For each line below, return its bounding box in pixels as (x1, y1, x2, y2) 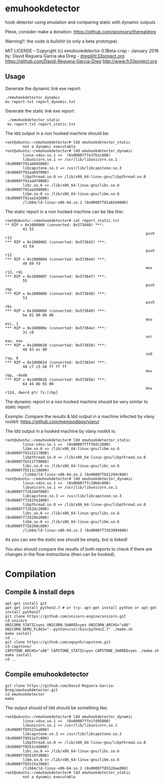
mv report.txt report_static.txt (7, 121, 76, 127)
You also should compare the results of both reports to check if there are (5, 546, 153, 552)
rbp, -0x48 (5, 373, 27, 378)
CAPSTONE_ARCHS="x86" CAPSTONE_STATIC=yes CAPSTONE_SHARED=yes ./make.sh (5, 648, 160, 653)
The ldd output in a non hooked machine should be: (5, 130, 109, 136)
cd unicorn (5, 618, 27, 623)
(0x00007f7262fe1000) (5, 498, 50, 503)
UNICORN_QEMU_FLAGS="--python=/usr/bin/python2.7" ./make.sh (5, 627, 133, 632)
